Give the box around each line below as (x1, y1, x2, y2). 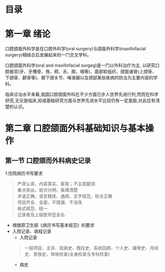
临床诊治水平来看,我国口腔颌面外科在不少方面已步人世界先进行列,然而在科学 (5, 91, 159, 97)
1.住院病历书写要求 (5, 170, 43, 176)
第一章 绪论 (5, 29, 51, 39)
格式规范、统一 (17, 205, 48, 212)
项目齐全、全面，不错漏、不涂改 (17, 199, 82, 205)
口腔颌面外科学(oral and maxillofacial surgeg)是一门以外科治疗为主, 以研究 (5, 62, 156, 69)
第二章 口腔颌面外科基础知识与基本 (5, 123, 145, 134)
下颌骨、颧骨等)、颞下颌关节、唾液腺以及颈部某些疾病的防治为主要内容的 (5, 75, 154, 81)
